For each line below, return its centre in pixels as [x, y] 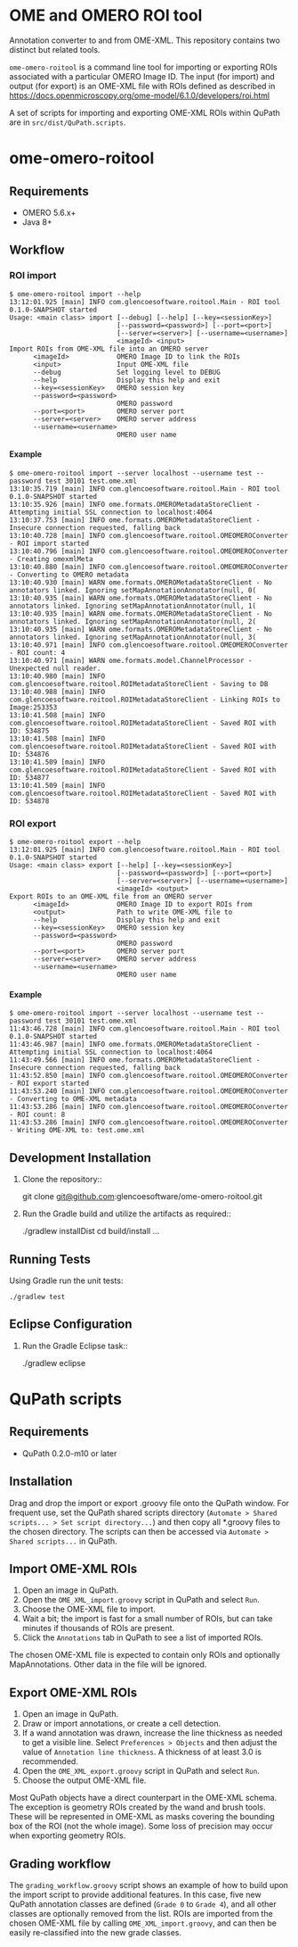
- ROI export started [49, 1084]
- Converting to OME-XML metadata [73, 1099]
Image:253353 [33, 707]
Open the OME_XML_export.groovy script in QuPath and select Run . [141, 1771]
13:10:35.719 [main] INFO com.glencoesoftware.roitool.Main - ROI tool [145, 489]
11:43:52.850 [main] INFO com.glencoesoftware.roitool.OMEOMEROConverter [149, 1076]
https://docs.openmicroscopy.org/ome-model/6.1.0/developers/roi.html [140, 95]
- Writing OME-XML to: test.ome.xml [77, 1131]
